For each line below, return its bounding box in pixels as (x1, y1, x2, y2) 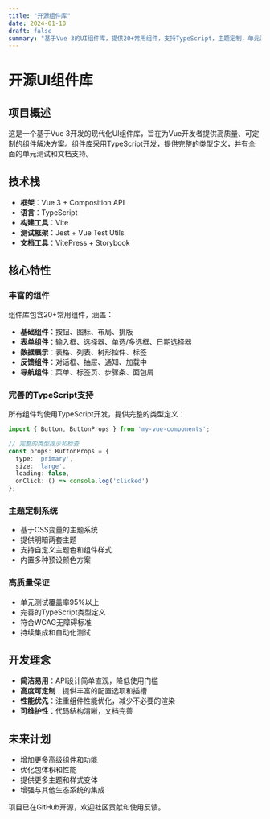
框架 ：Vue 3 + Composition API (19, 198, 125, 208)
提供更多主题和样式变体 (19, 775, 98, 785)
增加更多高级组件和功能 (19, 755, 98, 765)
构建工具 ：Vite (19, 218, 69, 228)
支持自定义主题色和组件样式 (19, 545, 112, 555)
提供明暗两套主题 (19, 535, 77, 544)
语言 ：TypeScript (19, 208, 78, 217)
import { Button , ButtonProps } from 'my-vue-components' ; (8, 425, 211, 433)
